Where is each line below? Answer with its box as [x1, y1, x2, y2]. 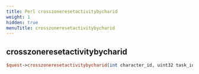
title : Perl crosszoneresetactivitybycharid [6, 8, 118, 15]
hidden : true [6, 19, 38, 25]
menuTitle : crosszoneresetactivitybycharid [6, 25, 115, 31]
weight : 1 [6, 14, 31, 20]
